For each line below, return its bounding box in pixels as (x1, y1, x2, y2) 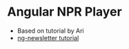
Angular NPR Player (7, 4, 122, 20)
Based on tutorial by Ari (17, 27, 84, 35)
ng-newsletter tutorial (17, 33, 79, 42)
